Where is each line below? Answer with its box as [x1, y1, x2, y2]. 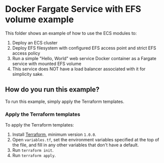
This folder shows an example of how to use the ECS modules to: [5, 30, 137, 36]
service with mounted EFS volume [12, 61, 82, 66]
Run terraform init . [12, 147, 54, 153]
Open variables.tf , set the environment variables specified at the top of [12, 137, 160, 143]
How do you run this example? [5, 85, 100, 94]
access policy [12, 50, 40, 56]
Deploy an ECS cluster [12, 39, 58, 45]
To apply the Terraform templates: [5, 122, 74, 128]
